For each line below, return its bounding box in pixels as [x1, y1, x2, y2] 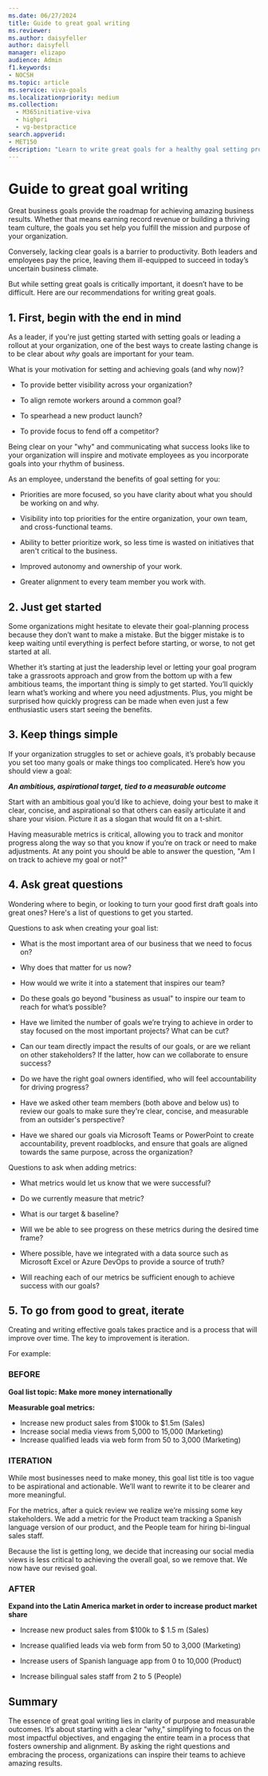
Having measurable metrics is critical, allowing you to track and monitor [8, 829, 244, 839]
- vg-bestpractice [15, 123, 77, 131]
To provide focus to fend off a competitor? [19, 426, 160, 436]
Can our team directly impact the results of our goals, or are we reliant [19, 1041, 251, 1050]
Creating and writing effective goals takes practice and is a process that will [8, 1325, 258, 1335]
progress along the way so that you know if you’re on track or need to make [8, 837, 258, 847]
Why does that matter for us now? [19, 963, 132, 972]
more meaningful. [8, 1489, 66, 1499]
